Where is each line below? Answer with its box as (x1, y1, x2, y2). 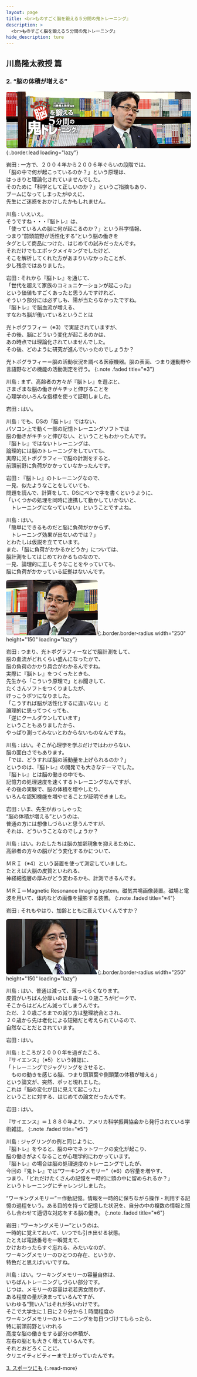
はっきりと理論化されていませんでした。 (6, 176, 104, 183)
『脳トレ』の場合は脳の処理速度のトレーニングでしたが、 (6, 1160, 145, 1168)
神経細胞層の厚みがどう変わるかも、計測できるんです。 (6, 874, 139, 882)
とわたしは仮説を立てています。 (6, 538, 83, 546)
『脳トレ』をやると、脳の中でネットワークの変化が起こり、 (6, 1145, 150, 1153)
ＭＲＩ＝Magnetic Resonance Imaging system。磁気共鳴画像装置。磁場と (6, 887, 184, 894)
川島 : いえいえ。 (6, 211, 47, 218)
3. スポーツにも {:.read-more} (6, 1365, 78, 1372)
